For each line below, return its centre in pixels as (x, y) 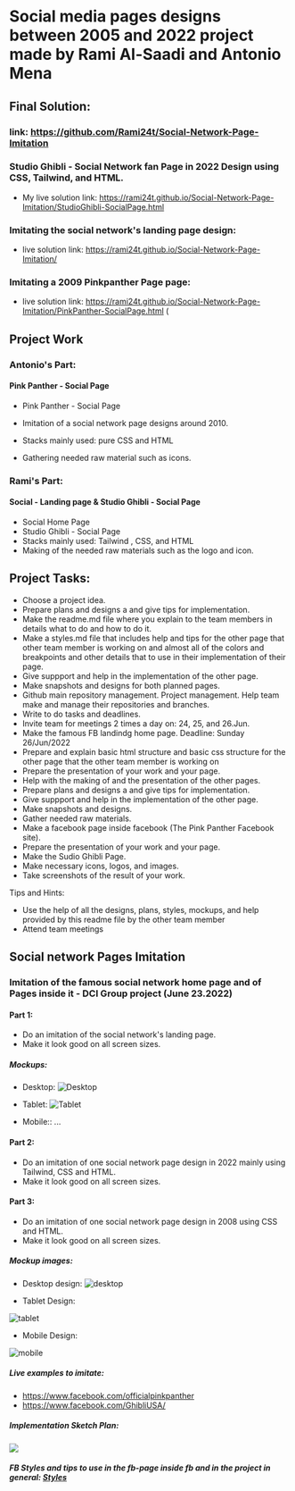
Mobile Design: (50, 1335)
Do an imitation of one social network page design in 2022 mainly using (154, 1162)
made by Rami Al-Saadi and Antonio (145, 54)
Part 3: (22, 1202)
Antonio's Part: (43, 364)
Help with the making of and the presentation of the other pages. (141, 780)
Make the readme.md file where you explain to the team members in (147, 619)
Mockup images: (41, 1261)
